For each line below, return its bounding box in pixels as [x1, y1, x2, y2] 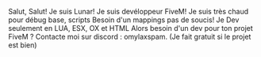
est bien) [8, 40, 37, 50]
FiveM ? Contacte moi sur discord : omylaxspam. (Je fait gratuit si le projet [8, 32, 251, 41]
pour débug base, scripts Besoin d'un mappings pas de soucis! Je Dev [8, 15, 240, 25]
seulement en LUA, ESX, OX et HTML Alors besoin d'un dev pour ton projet [8, 24, 254, 32]
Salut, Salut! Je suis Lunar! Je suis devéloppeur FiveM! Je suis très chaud [8, 7, 249, 16]
